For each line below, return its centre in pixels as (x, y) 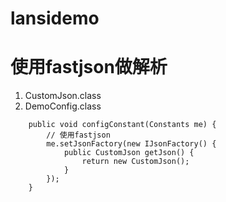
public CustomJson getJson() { (129, 153)
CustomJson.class (63, 96)
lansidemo (55, 18)
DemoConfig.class (63, 106)
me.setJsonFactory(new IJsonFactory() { (131, 144)
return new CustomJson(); (135, 162)
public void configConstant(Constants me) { (122, 125)
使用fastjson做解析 (89, 67)
